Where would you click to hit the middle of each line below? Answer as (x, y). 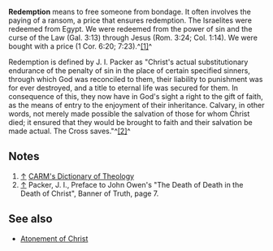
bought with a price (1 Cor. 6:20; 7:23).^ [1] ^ (80, 46)
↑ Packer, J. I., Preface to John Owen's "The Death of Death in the (132, 184)
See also (30, 219)
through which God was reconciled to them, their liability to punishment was (136, 79)
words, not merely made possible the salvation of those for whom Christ (129, 114)
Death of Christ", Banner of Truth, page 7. (89, 193)
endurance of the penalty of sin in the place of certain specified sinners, (129, 71)
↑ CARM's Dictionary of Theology (77, 176)
